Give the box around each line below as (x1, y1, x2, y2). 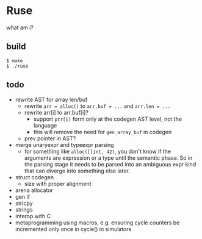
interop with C (15, 212, 51, 219)
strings (15, 205, 33, 213)
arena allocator (15, 187, 54, 194)
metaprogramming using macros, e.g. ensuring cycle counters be (15, 219, 180, 226)
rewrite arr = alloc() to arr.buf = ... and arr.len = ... (24, 102, 171, 110)
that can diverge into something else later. (24, 167, 130, 174)
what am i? (6, 24, 34, 31)
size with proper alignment (24, 180, 92, 187)
